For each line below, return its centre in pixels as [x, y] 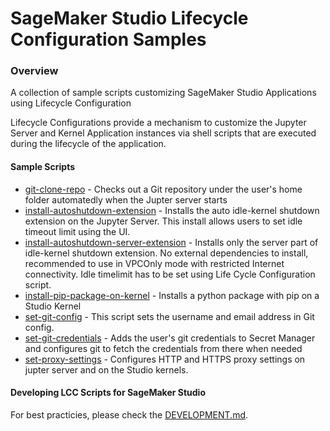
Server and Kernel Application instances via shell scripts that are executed [163, 133]
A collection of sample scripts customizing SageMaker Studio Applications [163, 93]
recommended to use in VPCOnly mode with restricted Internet [154, 263]
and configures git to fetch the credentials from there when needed [163, 348]
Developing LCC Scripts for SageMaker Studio [108, 393]
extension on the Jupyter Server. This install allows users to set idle [163, 221]
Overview [34, 71]
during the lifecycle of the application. [88, 144]
